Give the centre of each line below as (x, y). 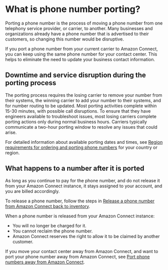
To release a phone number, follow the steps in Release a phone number (80, 201)
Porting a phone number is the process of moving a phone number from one (84, 23)
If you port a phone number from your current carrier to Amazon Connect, (81, 49)
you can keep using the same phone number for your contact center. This (81, 54)
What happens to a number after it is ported (75, 169)
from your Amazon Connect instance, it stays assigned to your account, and (84, 186)
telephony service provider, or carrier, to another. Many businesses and (79, 28)
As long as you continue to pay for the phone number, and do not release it (82, 180)
